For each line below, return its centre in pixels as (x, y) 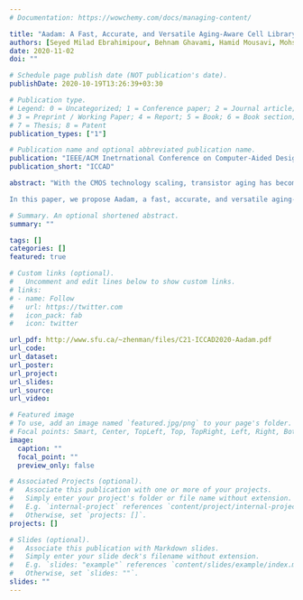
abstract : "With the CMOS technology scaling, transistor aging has (141, 183)
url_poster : (32, 365)
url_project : (34, 374)
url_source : (32, 390)
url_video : (30, 399)
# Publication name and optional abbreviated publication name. (133, 150)
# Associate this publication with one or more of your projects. (141, 490)
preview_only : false (56, 466)
